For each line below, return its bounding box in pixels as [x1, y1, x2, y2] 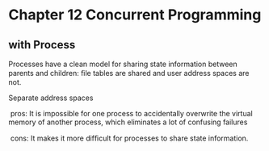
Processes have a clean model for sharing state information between [8, 59, 237, 69]
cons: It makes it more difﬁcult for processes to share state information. [10, 133, 249, 143]
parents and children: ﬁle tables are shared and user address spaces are [8, 69, 250, 78]
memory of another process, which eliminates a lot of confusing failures [8, 117, 248, 127]
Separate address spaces [8, 93, 94, 103]
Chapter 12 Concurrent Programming [8, 6, 262, 24]
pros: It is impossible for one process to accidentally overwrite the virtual [10, 109, 253, 118]
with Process [8, 38, 76, 52]
